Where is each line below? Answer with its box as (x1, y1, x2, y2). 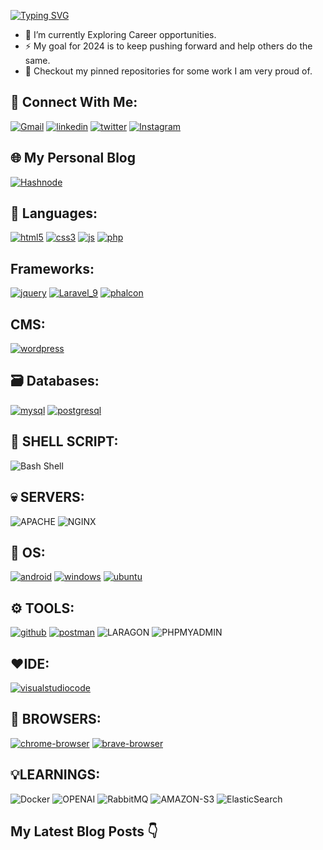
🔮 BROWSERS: (10, 711, 102, 728)
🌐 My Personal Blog (10, 150, 136, 167)
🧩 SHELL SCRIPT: (10, 433, 119, 450)
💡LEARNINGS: (10, 766, 101, 784)
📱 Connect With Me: (10, 94, 138, 111)
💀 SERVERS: (10, 489, 85, 506)
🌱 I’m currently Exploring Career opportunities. (24, 29, 217, 40)
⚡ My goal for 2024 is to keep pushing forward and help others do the (24, 40, 313, 52)
